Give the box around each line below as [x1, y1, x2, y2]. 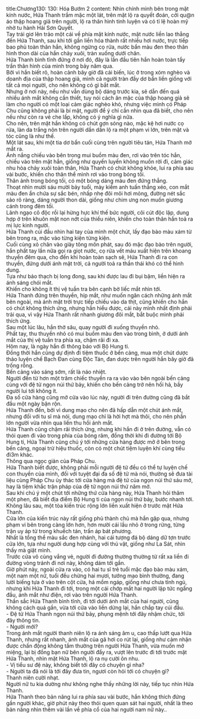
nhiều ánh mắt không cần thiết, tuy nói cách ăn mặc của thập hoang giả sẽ [6, 94, 190, 101]
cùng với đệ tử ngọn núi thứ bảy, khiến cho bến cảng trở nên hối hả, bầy [6, 381, 183, 388]
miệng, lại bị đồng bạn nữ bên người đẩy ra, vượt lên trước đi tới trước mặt [6, 649, 187, 655]
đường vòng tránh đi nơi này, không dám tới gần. [6, 559, 126, 566]
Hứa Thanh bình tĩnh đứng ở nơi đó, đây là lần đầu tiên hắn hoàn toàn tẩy [6, 56, 186, 63]
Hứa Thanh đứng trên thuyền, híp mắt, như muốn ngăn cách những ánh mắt [6, 292, 192, 299]
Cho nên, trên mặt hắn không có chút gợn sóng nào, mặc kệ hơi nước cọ [6, 120, 184, 127]
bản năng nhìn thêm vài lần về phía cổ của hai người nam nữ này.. [6, 706, 167, 713]
